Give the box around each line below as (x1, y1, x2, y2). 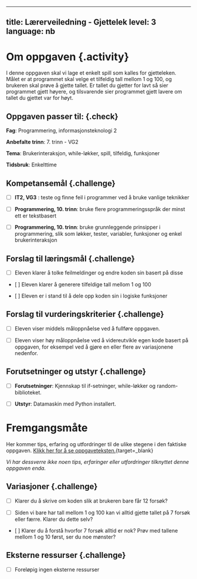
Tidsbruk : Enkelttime (6, 161, 57, 168)
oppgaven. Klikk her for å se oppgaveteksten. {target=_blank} (6, 447, 154, 454)
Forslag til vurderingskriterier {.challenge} (6, 309, 164, 319)
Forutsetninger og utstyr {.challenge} (6, 367, 147, 377)
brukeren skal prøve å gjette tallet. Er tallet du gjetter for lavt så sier (6, 82, 169, 89)
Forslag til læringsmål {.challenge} (6, 253, 135, 263)
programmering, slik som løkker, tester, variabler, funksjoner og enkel (14, 230, 182, 237)
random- (157, 382, 178, 389)
